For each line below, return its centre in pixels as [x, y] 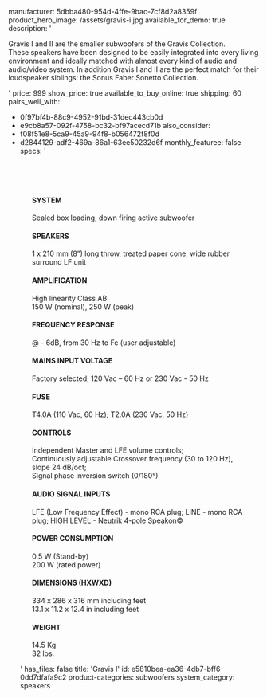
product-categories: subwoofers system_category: [151, 677]
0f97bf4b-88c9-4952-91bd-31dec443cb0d [91, 117]
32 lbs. [43, 653]
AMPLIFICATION [59, 280]
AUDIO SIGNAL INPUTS [71, 494]
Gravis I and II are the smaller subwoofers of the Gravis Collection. [117, 44]
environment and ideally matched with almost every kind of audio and [123, 61]
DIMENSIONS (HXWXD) [72, 583]
